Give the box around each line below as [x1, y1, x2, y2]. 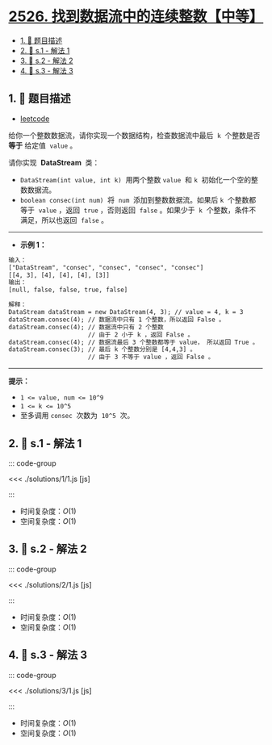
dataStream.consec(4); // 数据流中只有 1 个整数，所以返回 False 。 [8, 316, 225, 324]
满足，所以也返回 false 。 [19, 215, 109, 224]
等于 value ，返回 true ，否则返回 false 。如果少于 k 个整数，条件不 [19, 205, 257, 215]
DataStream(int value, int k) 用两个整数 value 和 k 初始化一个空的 [19, 174, 252, 184]
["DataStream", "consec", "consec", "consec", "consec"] [8, 263, 204, 271]
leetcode [19, 114, 50, 123]
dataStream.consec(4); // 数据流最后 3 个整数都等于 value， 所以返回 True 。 [8, 338, 259, 346]
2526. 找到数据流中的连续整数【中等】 [8, 7, 264, 26]
